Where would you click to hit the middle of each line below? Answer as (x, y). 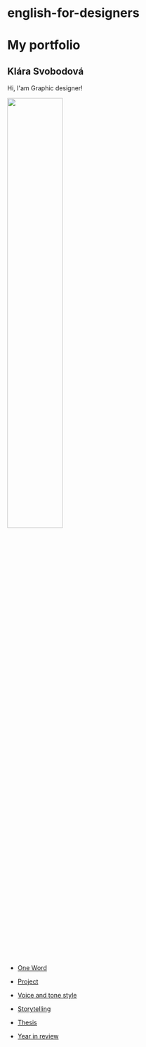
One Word (32, 968)
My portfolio (44, 46)
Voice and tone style (47, 995)
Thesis (27, 1023)
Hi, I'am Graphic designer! (45, 88)
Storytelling (34, 1009)
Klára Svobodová (46, 71)
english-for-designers (73, 13)
